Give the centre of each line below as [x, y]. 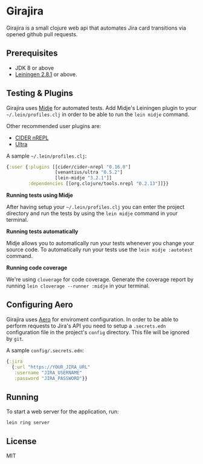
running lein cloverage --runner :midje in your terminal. [78, 286]
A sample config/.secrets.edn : [45, 350]
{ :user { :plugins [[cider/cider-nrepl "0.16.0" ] [69, 167]
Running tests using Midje [40, 195]
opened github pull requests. [42, 34]
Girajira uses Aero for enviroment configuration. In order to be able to [92, 319]
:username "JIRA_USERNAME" [48, 373]
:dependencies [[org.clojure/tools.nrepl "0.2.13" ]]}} [98, 184]
